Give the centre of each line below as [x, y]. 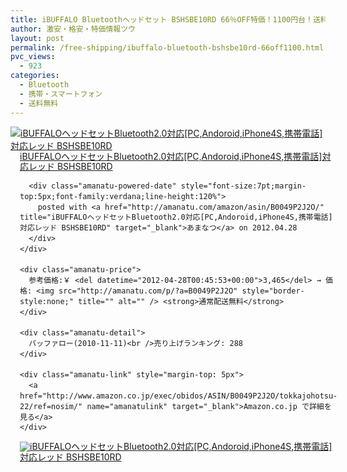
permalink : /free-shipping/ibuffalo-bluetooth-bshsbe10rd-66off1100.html [167, 47]
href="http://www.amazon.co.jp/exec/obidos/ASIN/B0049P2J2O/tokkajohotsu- [178, 396]
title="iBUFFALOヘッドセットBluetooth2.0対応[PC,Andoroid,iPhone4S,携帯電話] [176, 217]
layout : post [37, 38]
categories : [35, 76]
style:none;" [46, 301]
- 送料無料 [39, 103]
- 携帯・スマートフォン [61, 94]
